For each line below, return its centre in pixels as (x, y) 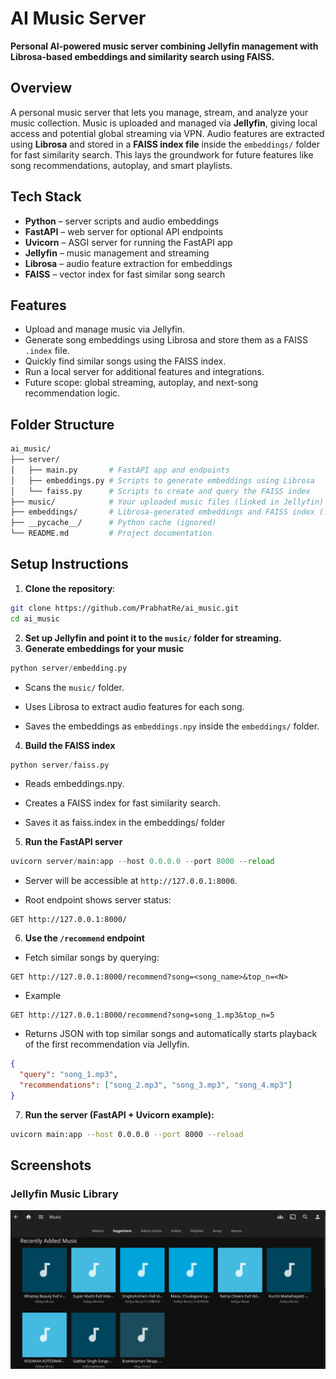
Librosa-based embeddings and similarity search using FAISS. (142, 56)
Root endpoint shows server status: (98, 900)
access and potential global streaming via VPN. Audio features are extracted (167, 133)
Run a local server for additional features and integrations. (144, 372)
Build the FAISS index (70, 745)
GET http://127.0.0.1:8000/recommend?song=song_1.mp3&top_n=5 (142, 1015)
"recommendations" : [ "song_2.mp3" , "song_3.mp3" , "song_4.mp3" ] (156, 1085)
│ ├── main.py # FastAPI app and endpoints (120, 470)
